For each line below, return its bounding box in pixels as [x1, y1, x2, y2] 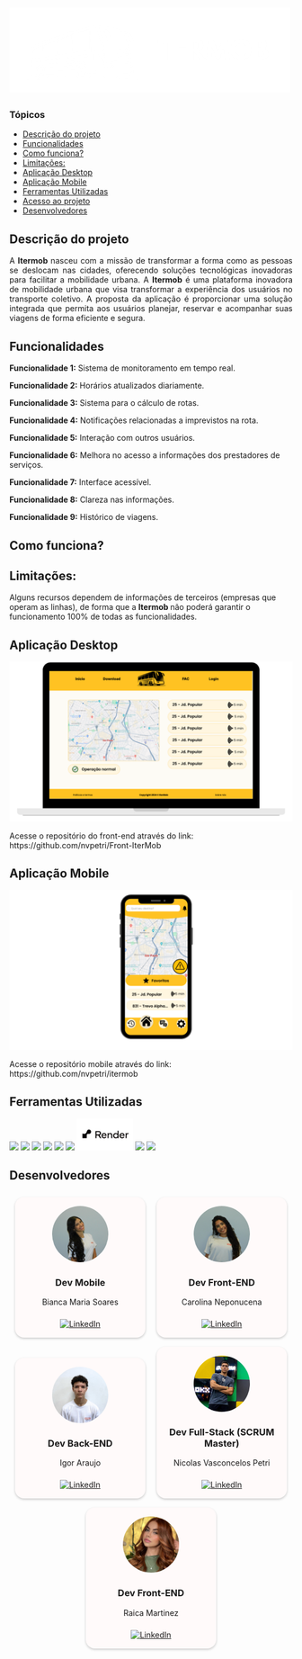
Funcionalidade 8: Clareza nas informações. [9, 494, 175, 506]
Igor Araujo [59, 1457, 102, 1468]
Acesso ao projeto [22, 196, 91, 207]
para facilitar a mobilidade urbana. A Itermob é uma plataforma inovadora [9, 274, 293, 285]
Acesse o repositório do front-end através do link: [9, 830, 194, 841]
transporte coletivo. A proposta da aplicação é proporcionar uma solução [9, 293, 293, 304]
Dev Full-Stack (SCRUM [169, 1426, 275, 1439]
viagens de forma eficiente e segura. [9, 313, 146, 324]
